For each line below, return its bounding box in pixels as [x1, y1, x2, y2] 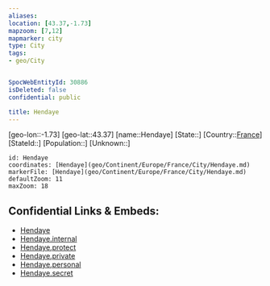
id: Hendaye [8, 154, 48, 162]
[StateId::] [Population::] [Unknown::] [8, 139, 131, 148]
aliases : [8, 11, 38, 20]
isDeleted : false [8, 85, 67, 93]
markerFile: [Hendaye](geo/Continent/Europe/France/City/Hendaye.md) [8, 168, 247, 176]
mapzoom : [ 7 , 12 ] [8, 27, 63, 35]
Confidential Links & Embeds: [8, 204, 160, 218]
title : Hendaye [8, 108, 60, 116]
